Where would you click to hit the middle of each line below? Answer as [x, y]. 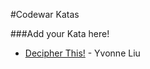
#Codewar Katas [45, 14]
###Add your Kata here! [60, 33]
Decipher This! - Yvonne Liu [82, 53]
